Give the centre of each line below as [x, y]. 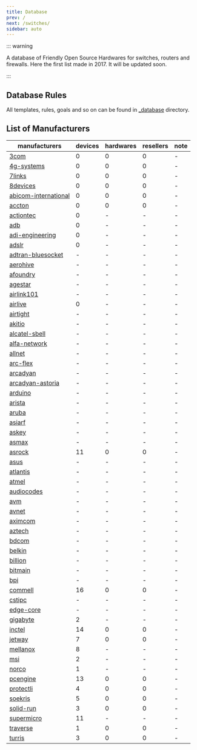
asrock [19, 451]
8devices [22, 186]
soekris [20, 698]
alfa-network [28, 343]
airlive [18, 304]
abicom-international [40, 195]
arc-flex [21, 363]
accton [19, 205]
